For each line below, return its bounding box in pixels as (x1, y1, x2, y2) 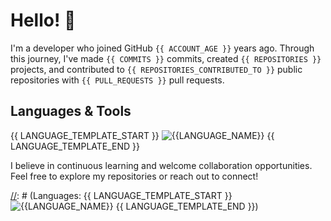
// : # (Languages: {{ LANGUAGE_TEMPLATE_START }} (10, 189, 233, 201)
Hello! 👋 (10, 9, 77, 32)
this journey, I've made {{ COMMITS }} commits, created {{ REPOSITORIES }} (10, 52, 322, 64)
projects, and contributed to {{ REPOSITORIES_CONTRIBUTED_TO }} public (10, 63, 303, 75)
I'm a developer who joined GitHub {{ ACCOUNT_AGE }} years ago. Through (10, 42, 315, 54)
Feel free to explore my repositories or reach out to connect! (10, 170, 259, 182)
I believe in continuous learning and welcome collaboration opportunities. (10, 159, 313, 171)
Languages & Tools (10, 103, 132, 120)
